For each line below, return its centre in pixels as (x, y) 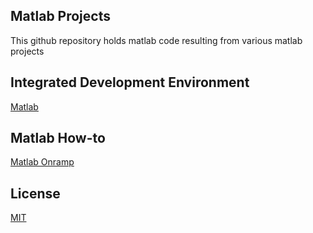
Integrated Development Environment (130, 82)
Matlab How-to (58, 138)
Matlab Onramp (42, 162)
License (35, 193)
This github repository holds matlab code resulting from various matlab (156, 40)
